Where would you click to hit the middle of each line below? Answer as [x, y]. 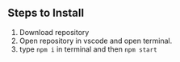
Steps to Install [46, 13]
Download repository [54, 32]
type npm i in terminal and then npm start [88, 49]
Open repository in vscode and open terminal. [96, 41]
